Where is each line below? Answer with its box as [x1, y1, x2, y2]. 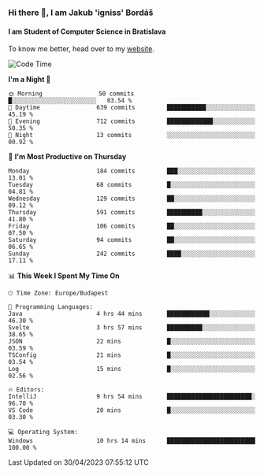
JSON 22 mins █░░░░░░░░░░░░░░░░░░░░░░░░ [8, 338, 256, 346]
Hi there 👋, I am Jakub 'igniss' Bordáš [8, 7, 154, 18]
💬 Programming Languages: [8, 303, 93, 311]
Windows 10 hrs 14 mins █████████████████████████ [8, 437, 256, 445]
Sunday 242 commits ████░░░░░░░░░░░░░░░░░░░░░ [8, 250, 256, 258]
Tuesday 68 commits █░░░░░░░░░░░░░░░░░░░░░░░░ [8, 181, 256, 189]
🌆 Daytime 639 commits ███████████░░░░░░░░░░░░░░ [8, 104, 256, 112]
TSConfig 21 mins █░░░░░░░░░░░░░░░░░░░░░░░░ [8, 351, 256, 359]
